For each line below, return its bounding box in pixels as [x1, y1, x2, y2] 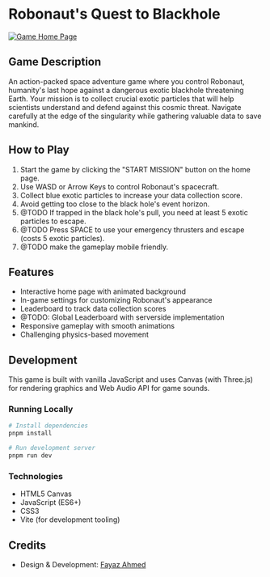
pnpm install [8, 430, 53, 438]
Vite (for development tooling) [19, 515, 120, 524]
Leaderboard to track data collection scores [19, 304, 167, 314]
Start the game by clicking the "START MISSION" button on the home [19, 164, 251, 174]
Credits [8, 538, 47, 552]
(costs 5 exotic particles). [19, 233, 105, 243]
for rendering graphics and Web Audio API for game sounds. [8, 384, 210, 393]
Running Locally [8, 404, 74, 415]
